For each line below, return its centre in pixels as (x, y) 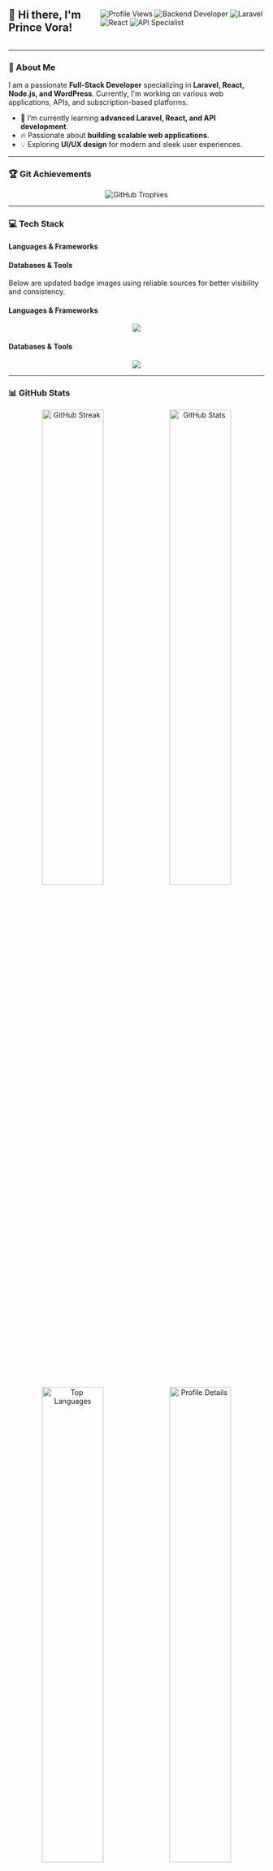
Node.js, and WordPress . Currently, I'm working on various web (116, 93)
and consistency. (37, 292)
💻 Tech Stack (37, 224)
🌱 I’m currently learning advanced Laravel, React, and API (118, 118)
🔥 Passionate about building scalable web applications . (115, 136)
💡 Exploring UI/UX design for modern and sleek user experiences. (131, 145)
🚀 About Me (32, 67)
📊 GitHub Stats (39, 393)
